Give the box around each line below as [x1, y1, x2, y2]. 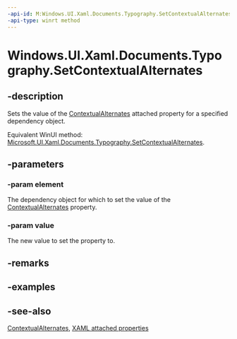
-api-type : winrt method [7, 17, 80, 24]
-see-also [7, 305, 51, 317]
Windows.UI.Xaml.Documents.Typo [7, 47, 222, 64]
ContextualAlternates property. [7, 203, 97, 212]
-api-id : [7, 10, 33, 18]
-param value [7, 220, 54, 230]
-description [7, 90, 63, 102]
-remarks [7, 257, 49, 269]
